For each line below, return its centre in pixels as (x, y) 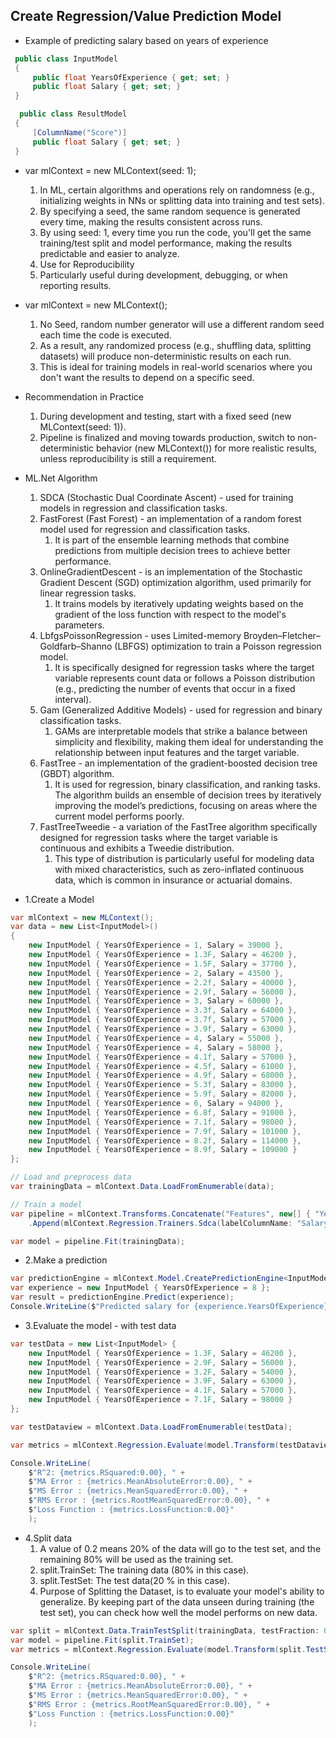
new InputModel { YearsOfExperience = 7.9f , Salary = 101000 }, (165, 1131)
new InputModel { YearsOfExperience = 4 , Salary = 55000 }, (156, 1038)
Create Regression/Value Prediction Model (146, 16)
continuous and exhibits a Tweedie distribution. (137, 848)
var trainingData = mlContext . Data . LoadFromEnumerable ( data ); (142, 1187)
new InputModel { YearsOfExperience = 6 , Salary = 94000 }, (156, 1104)
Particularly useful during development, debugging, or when (163, 275)
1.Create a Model (59, 899)
